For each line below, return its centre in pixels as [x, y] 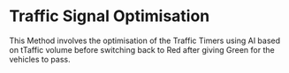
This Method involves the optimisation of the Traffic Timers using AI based [145, 40]
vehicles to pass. [40, 59]
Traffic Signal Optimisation [110, 16]
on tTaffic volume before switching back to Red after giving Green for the [142, 49]
